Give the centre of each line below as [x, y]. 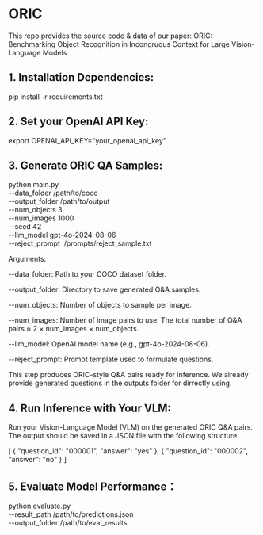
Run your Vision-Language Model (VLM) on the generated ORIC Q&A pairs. [131, 427]
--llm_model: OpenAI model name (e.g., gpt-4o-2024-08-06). [109, 344]
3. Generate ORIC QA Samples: [86, 165]
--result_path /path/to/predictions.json [71, 514]
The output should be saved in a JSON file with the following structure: [124, 436]
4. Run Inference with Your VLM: [90, 408]
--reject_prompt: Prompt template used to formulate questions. [111, 359]
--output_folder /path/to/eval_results [68, 523]
